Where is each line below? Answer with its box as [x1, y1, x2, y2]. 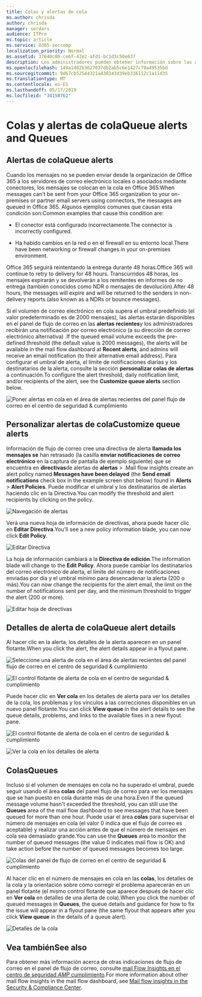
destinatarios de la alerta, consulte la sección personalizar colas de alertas [6, 364, 194, 372]
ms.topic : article [6, 37, 52, 43]
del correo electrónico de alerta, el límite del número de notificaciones [6, 568, 180, 575]
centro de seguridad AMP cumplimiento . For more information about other [6, 971, 188, 978]
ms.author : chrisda [6, 14, 55, 20]
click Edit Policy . [6, 532, 48, 539]
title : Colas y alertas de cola [6, 8, 87, 15]
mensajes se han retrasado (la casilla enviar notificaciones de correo [6, 451, 180, 458]
